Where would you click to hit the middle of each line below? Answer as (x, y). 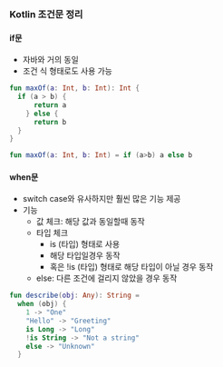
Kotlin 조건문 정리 (46, 14)
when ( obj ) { (42, 304)
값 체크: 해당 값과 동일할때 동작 (90, 222)
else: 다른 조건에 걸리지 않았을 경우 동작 (107, 278)
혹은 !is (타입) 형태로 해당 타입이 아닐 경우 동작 (131, 267)
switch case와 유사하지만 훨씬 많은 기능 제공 (102, 199)
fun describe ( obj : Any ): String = (75, 296)
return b (50, 122)
